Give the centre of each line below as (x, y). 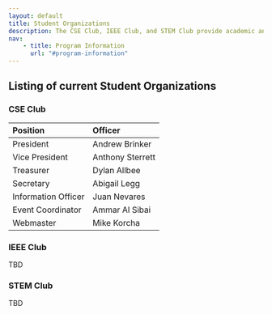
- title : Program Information (74, 46)
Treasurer (31, 170)
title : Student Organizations (59, 23)
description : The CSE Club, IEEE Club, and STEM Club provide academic (132, 31)
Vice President (40, 157)
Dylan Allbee (117, 170)
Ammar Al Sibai (122, 210)
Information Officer (49, 197)
